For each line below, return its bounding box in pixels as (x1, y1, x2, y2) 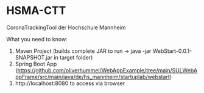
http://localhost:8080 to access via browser (15, 80, 125, 87)
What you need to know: (6, 35, 68, 43)
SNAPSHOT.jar (15, 53, 53, 61)
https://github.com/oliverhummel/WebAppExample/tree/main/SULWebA (17, 66, 198, 74)
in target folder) (54, 53, 93, 61)
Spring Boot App (15, 60, 57, 67)
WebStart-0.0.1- (152, 47, 192, 55)
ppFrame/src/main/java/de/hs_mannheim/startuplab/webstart (15, 73, 171, 80)
